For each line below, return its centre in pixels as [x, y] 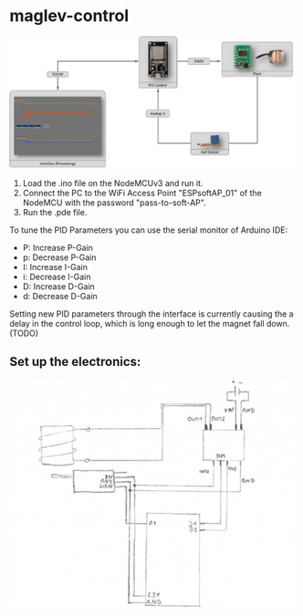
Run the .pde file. [55, 212]
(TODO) [24, 333]
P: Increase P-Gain [58, 247]
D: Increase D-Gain [59, 286]
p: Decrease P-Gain [60, 257]
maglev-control [69, 16]
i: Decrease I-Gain [57, 277]
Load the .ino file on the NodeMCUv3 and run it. [113, 183]
